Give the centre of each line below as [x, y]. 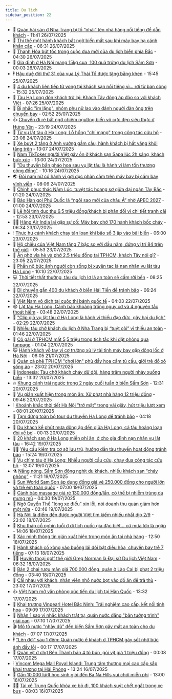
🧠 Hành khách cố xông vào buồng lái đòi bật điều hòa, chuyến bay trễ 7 [88, 547]
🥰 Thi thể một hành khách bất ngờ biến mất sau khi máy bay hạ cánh [85, 40]
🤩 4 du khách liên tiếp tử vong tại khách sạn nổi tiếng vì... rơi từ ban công [90, 86]
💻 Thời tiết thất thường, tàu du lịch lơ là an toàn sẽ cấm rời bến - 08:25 [87, 277]
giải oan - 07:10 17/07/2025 [41, 620]
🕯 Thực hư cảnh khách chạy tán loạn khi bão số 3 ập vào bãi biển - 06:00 [89, 233]
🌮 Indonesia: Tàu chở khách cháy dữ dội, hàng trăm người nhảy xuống [86, 372]
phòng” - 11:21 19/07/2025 [40, 476]
